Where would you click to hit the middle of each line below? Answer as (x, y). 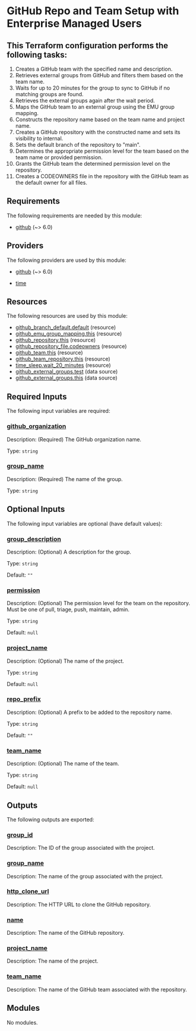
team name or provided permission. (59, 157)
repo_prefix (24, 699)
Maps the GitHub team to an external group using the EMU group (95, 107)
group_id (20, 834)
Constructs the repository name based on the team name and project (100, 119)
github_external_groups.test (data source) (67, 372)
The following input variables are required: (59, 411)
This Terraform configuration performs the (88, 45)
